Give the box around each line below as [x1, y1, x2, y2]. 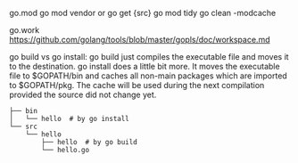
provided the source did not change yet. [9, 89, 157, 100]
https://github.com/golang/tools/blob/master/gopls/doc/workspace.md [9, 35, 270, 45]
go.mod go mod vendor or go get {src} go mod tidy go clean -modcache [9, 8, 277, 18]
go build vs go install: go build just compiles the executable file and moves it [9, 52, 289, 61]
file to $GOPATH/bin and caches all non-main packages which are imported [9, 70, 287, 81]
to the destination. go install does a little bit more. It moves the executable [9, 61, 280, 71]
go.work [9, 25, 40, 35]
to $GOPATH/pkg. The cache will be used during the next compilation [9, 80, 265, 90]
